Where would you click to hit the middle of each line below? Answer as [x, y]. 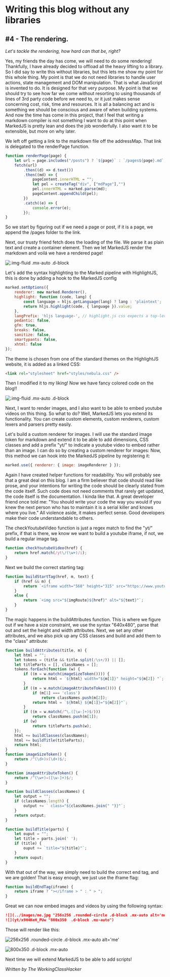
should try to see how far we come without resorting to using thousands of [83, 93]
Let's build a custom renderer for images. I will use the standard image [79, 434]
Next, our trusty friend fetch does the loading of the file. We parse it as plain [85, 242]
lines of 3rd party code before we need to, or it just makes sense [73, 99]
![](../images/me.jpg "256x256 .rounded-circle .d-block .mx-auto [77, 915]
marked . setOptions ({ [27, 288]
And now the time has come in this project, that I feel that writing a [74, 115]
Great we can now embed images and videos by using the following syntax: [84, 906]
